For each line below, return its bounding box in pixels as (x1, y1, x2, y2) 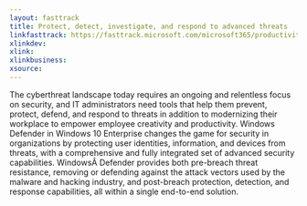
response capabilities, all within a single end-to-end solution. (9, 186, 239, 197)
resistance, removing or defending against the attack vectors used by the (9, 166, 286, 178)
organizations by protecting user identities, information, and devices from (9, 138, 286, 149)
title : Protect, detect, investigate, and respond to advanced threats (9, 22, 288, 31)
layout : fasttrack (9, 13, 79, 23)
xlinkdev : (9, 38, 48, 48)
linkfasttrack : (9, 30, 68, 39)
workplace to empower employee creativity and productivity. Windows (9, 118, 276, 129)
